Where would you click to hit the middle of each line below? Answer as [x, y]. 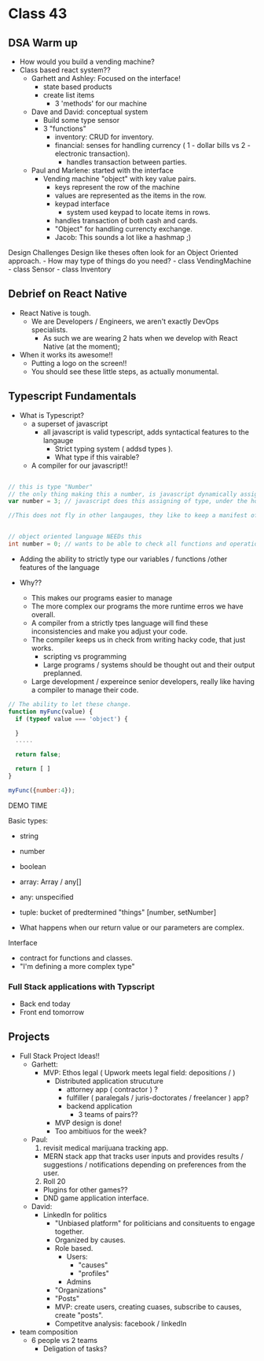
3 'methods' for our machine [101, 104]
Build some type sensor [81, 120]
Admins [79, 1281]
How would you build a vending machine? [87, 61]
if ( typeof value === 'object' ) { [71, 719]
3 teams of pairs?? [108, 1114]
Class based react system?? [65, 70]
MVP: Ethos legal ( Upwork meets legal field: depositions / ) [139, 1072]
